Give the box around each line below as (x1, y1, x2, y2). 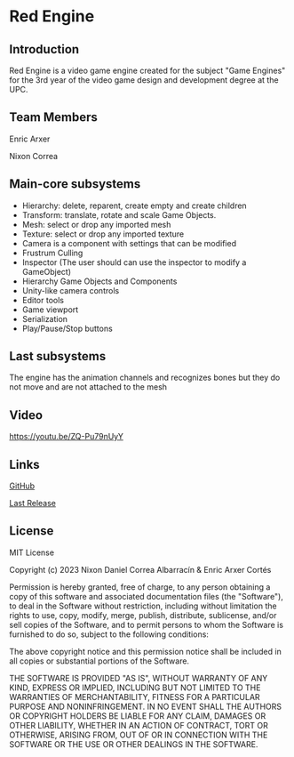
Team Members (9, 109, 98, 125)
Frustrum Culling (21, 247, 83, 258)
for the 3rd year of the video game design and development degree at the (9, 75, 279, 85)
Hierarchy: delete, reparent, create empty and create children (21, 200, 247, 211)
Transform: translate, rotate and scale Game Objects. (21, 209, 217, 220)
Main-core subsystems (9, 176, 141, 192)
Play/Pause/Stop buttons (21, 323, 113, 334)
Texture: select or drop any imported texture (21, 229, 185, 239)
